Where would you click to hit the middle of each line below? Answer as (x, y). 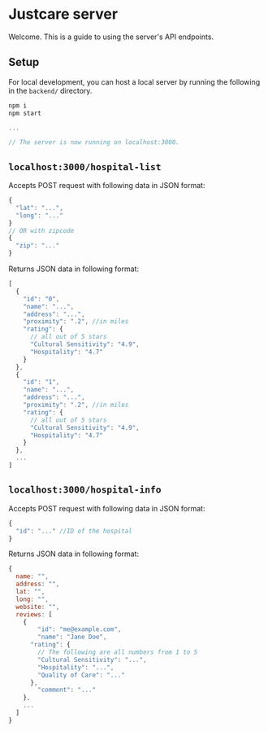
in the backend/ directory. (50, 90)
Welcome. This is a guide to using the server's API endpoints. (111, 37)
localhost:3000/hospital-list (85, 167)
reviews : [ (34, 614)
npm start (25, 113)
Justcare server (63, 14)
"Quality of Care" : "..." (82, 675)
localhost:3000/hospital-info (85, 490)
